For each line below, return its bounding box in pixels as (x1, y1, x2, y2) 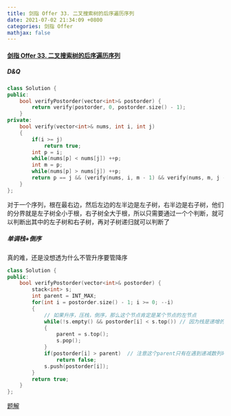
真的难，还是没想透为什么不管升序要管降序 (7, 253, 128, 261)
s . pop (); (56, 338, 81, 344)
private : (7, 117, 32, 124)
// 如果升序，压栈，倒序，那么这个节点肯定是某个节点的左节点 (43, 311, 197, 318)
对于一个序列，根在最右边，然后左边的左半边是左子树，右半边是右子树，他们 (7, 200, 224, 208)
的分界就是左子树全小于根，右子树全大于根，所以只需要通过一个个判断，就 (7, 209, 218, 217)
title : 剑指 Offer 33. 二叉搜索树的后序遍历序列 (7, 10, 135, 17)
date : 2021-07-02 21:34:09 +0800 (7, 17, 103, 23)
